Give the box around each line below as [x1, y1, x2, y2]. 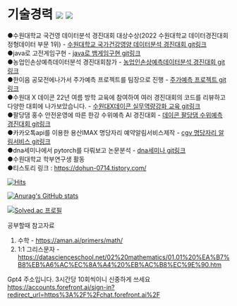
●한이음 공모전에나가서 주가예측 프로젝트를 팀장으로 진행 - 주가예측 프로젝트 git [7, 75, 227, 83]
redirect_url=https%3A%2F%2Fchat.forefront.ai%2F [7, 290, 161, 299]
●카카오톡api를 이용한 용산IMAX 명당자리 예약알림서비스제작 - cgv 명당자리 [7, 128, 217, 136]
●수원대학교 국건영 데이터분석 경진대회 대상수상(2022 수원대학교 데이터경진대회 [7, 31, 229, 40]
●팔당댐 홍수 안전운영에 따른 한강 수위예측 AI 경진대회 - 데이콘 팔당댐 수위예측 [7, 110, 224, 119]
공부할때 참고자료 [7, 220, 55, 230]
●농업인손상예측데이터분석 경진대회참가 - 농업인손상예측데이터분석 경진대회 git [7, 57, 226, 66]
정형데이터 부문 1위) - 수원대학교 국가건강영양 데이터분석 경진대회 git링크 [7, 40, 207, 48]
